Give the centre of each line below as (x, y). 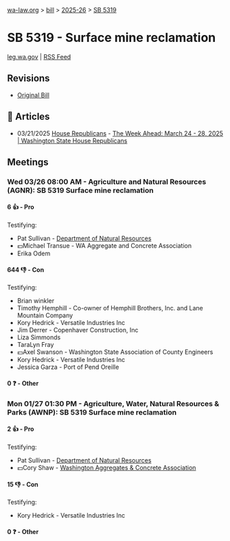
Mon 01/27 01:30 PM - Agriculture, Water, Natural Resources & (113, 403)
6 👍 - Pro (21, 207)
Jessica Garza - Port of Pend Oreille (68, 367)
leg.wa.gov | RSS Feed (39, 56)
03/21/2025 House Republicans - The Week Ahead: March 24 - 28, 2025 (120, 133)
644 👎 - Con (26, 269)
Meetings (28, 162)
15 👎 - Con (23, 484)
